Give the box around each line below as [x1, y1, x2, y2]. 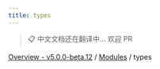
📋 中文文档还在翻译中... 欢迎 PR [27, 34, 133, 43]
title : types [8, 11, 51, 20]
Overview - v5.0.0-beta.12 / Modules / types [8, 52, 152, 61]
